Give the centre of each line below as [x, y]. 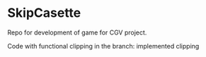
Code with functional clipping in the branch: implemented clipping [103, 46]
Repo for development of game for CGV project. [77, 32]
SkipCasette [44, 13]
